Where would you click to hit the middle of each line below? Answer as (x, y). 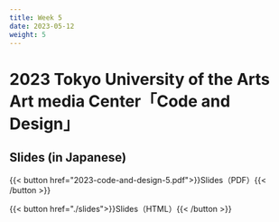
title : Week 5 (36, 18)
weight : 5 (28, 34)
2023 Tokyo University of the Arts (140, 79)
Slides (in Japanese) (68, 157)
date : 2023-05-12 (42, 26)
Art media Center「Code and (120, 101)
